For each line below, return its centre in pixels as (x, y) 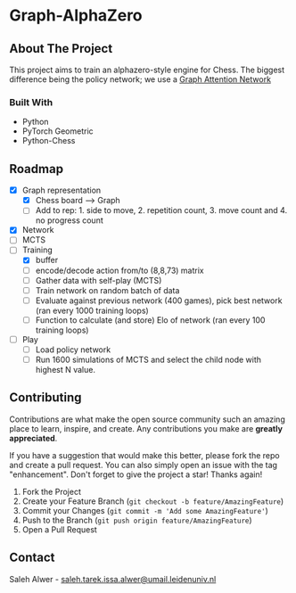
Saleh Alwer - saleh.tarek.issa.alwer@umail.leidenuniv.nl (113, 579)
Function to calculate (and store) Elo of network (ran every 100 (150, 320)
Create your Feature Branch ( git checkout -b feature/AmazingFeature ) (153, 501)
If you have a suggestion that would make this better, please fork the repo (144, 455)
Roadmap (37, 169)
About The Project (61, 49)
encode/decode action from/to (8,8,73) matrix (119, 270)
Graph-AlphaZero (76, 16)
